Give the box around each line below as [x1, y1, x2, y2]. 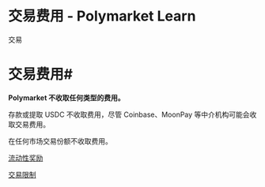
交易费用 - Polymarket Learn [8, 7, 196, 25]
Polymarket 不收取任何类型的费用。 [8, 92, 125, 103]
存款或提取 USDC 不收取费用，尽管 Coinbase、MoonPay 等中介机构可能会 [8, 110, 251, 119]
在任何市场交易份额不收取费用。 [8, 136, 112, 146]
